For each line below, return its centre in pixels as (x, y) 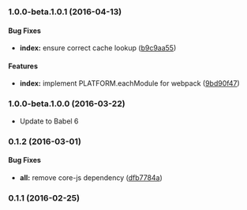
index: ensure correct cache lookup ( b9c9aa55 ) (98, 48)
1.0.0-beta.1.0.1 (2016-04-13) (65, 12)
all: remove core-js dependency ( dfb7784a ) (91, 177)
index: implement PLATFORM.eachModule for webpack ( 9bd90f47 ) (130, 83)
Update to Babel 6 (49, 121)
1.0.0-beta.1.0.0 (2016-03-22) (67, 104)
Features (23, 66)
